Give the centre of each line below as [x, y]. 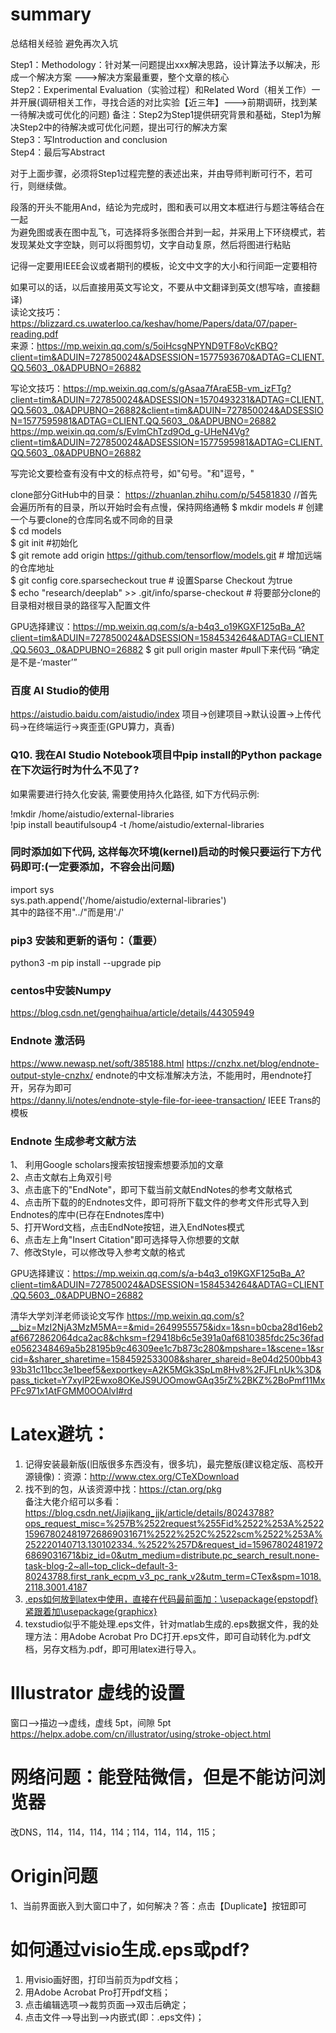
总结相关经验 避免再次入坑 [64, 43]
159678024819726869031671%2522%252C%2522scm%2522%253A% [173, 1534]
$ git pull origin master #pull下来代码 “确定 [232, 649]
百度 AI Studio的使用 [60, 690]
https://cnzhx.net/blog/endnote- [253, 1063]
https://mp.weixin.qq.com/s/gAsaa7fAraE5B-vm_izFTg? [177, 388]
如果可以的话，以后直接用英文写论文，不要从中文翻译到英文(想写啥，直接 [161, 287]
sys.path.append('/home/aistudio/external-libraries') [118, 900]
